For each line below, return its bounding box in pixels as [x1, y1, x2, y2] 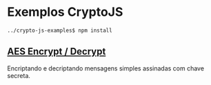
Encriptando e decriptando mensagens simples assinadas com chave [7, 64, 205, 73]
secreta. [7, 71, 31, 79]
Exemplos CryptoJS [7, 4, 123, 20]
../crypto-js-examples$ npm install [7, 27, 112, 34]
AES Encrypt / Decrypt [7, 46, 106, 57]
